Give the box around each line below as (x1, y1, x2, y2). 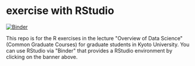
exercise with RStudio (6, 4, 114, 18)
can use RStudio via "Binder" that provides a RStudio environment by (6, 47, 173, 54)
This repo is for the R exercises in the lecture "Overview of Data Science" (6, 34, 183, 41)
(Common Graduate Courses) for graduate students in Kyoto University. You (6, 41, 190, 48)
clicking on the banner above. (6, 53, 78, 60)
